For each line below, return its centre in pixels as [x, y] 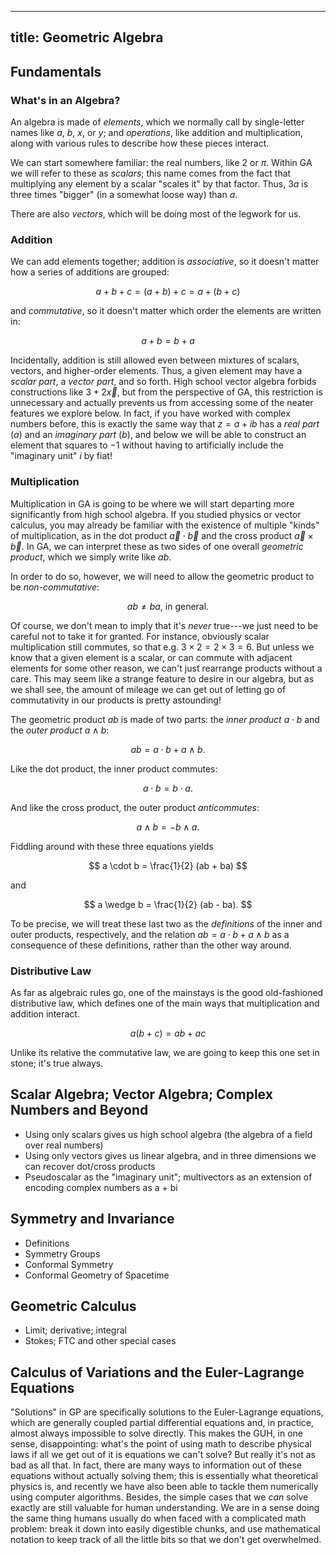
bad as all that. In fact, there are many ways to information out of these [156, 1465]
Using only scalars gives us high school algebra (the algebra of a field [168, 1134]
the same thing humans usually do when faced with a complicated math [158, 1518]
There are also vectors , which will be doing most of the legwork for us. [156, 214]
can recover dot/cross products [90, 1166]
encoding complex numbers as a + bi [101, 1187]
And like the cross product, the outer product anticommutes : [135, 807]
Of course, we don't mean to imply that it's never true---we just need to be [164, 625]
